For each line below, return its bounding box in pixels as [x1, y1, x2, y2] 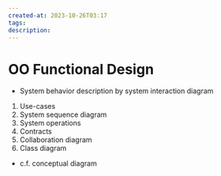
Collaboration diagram [19, 135, 92, 144]
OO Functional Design [8, 60, 154, 78]
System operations [19, 118, 81, 128]
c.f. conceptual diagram [19, 159, 97, 168]
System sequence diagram [19, 110, 107, 119]
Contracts [19, 127, 53, 137]
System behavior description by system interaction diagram [19, 86, 214, 95]
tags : [8, 19, 26, 27]
